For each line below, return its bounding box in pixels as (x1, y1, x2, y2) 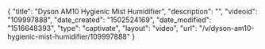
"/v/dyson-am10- (198, 24, 255, 32)
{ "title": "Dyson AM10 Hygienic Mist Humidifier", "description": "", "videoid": (7, 7, 258, 16)
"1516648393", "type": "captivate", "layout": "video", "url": (7, 24, 198, 32)
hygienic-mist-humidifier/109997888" (7, 32, 130, 41)
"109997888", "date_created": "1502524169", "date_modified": (7, 15, 212, 24)
